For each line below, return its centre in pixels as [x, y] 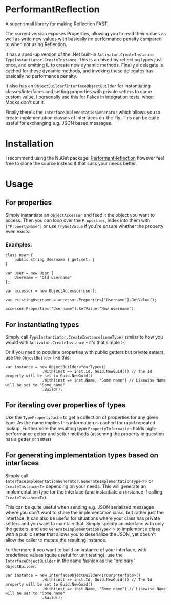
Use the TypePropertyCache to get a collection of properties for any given [82, 417]
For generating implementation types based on [82, 455]
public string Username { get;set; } [55, 260]
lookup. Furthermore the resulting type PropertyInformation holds [75, 428]
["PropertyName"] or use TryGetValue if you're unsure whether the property [84, 226]
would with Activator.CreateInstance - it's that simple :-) [66, 342]
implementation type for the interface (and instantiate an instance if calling [84, 491]
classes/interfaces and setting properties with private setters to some [79, 91]
